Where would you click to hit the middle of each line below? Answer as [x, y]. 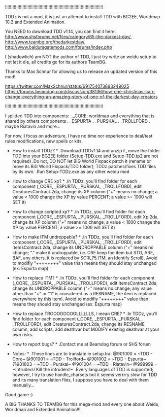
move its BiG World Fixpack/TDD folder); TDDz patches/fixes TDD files [84, 166]
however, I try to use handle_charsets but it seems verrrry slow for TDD [85, 375]
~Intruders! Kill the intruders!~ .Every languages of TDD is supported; [83, 369]
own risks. [23, 334]
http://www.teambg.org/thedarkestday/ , [45, 42]
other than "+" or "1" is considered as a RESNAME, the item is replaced [84, 294]
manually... [23, 385]
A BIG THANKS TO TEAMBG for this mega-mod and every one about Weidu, [82, 404]
